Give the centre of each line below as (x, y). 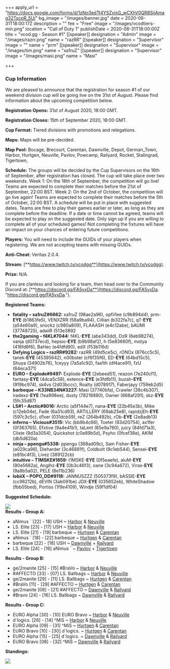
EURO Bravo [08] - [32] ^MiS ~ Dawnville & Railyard (66, 642)
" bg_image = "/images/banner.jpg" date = (79, 18)
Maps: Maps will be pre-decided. (40, 140)
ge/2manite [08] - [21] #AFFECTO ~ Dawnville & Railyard (72, 590)
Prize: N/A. (17, 274)
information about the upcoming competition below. (59, 100)
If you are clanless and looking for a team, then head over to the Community (84, 284)
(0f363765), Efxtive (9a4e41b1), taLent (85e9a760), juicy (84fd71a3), (84, 428)
